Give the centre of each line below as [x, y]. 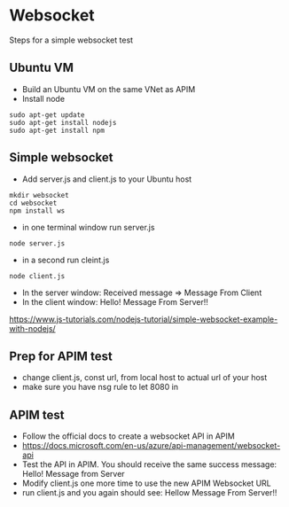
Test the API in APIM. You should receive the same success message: [149, 464]
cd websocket [33, 203]
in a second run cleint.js [66, 260]
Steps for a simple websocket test [71, 40]
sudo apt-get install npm [57, 130]
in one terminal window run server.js [88, 227]
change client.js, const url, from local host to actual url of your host [144, 378]
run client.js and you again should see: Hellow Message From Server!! [149, 493]
